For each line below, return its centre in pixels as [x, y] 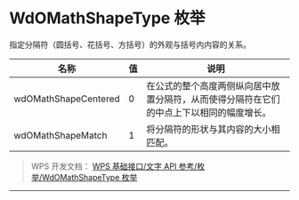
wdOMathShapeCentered [67, 99]
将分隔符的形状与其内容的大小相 [213, 129]
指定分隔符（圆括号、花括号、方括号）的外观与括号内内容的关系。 [130, 44]
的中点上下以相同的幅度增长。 [209, 112]
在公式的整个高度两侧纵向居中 [209, 85]
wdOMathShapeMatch [61, 135]
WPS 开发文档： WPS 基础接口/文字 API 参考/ [114, 166]
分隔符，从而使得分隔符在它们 [218, 99]
